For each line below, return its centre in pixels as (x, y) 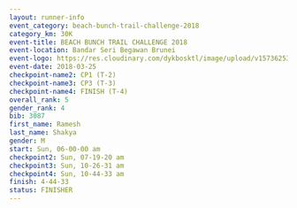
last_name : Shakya (43, 133)
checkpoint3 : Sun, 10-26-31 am (67, 166)
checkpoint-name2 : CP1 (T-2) (63, 75)
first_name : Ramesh (45, 125)
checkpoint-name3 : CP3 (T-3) (63, 83)
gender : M (27, 141)
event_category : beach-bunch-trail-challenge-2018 (104, 26)
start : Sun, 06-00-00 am (55, 149)
